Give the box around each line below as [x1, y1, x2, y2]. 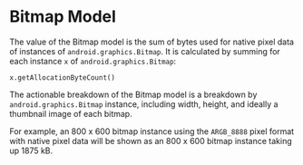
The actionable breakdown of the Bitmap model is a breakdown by [9, 89, 258, 100]
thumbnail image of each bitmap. [9, 108, 133, 119]
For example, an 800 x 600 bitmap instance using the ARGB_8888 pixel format [9, 125, 295, 137]
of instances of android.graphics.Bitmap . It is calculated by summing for [9, 45, 281, 56]
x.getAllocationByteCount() [9, 73, 116, 82]
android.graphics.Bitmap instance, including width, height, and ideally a [9, 98, 279, 110]
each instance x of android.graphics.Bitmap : [9, 55, 177, 66]
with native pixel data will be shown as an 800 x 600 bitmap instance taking [9, 135, 292, 146]
